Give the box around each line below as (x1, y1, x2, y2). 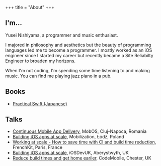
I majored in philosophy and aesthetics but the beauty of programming (5, 42, 151, 48)
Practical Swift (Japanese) (12, 100, 67, 107)
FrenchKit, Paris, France (12, 144, 63, 150)
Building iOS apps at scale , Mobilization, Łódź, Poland (12, 134, 124, 140)
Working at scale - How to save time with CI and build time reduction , (12, 139, 156, 145)
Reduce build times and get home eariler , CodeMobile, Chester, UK (12, 155, 152, 161)
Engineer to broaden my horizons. (5, 58, 76, 64)
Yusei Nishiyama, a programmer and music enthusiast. (5, 32, 118, 38)
